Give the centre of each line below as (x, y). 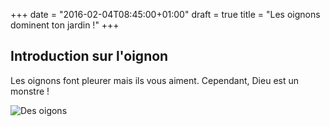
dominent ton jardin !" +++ (65, 25)
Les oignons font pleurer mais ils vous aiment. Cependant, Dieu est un (154, 80)
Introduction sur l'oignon (89, 56)
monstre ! (30, 91)
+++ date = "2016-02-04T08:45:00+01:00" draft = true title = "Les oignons (165, 14)
